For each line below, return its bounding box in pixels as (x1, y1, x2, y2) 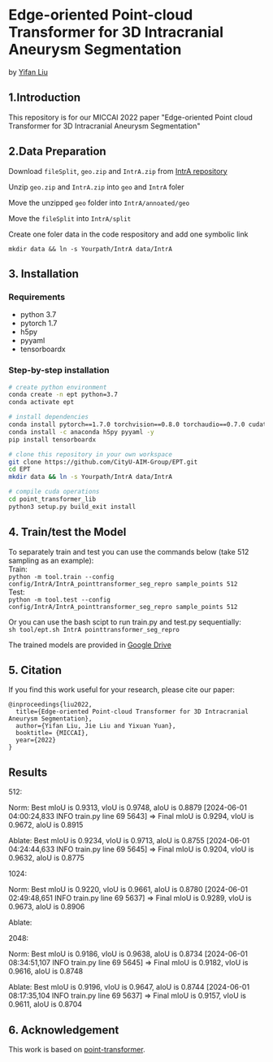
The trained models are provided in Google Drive (8, 640, 172, 650)
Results (8, 765, 48, 779)
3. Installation (8, 267, 80, 281)
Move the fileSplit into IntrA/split (8, 213, 132, 223)
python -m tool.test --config (8, 595, 111, 603)
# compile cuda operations (8, 488, 100, 496)
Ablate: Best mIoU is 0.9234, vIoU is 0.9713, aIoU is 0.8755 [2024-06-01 (8, 836, 250, 846)
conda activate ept (8, 398, 75, 407)
